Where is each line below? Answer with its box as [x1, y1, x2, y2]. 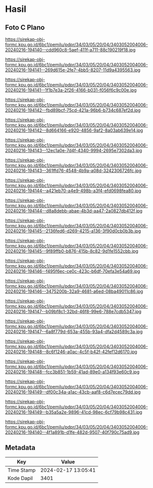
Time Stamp [7, 467, 36, 474]
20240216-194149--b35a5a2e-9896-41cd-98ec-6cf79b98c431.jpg [5, 409, 142, 415]
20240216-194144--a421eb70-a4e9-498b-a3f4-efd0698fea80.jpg [5, 188, 142, 194]
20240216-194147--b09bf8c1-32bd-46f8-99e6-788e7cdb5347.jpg [5, 309, 142, 314]
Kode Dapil [7, 475, 33, 482]
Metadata [5, 443, 36, 452]
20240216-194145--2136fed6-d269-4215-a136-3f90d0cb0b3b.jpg [5, 228, 141, 234]
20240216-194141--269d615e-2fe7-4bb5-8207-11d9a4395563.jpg [5, 67, 141, 73]
